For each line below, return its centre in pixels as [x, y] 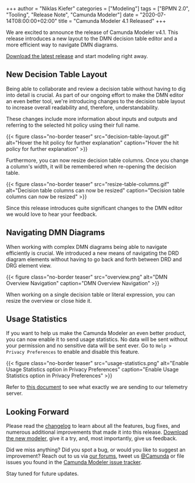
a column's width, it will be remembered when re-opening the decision [91, 166]
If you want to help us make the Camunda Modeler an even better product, [96, 333]
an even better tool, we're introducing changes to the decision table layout [96, 101]
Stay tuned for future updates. [42, 474]
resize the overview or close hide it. [49, 300]
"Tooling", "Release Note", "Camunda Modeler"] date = [72, 15]
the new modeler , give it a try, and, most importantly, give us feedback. [92, 438]
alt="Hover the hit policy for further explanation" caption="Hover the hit [93, 143]
